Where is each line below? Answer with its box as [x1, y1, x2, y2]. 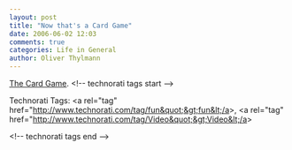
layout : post [9, 12, 58, 22]
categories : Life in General [9, 46, 117, 55]
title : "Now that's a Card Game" [9, 21, 133, 30]
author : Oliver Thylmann [9, 54, 101, 63]
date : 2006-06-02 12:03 [9, 29, 97, 38]
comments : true [9, 37, 65, 47]
